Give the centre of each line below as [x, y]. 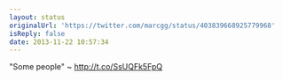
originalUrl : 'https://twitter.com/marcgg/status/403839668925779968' [142, 25]
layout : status [37, 17]
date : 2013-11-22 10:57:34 [59, 42]
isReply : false [37, 33]
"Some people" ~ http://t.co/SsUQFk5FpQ [86, 67]
